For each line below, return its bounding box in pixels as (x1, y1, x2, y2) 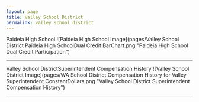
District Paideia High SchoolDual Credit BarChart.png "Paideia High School (6, 42, 188, 49)
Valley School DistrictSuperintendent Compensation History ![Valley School (6, 65, 190, 73)
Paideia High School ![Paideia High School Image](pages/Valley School (6, 36, 179, 43)
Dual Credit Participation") (6, 48, 70, 55)
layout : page (6, 8, 38, 15)
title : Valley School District (6, 14, 84, 20)
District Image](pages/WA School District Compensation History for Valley (6, 71, 187, 78)
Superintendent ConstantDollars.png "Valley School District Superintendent (6, 78, 190, 85)
